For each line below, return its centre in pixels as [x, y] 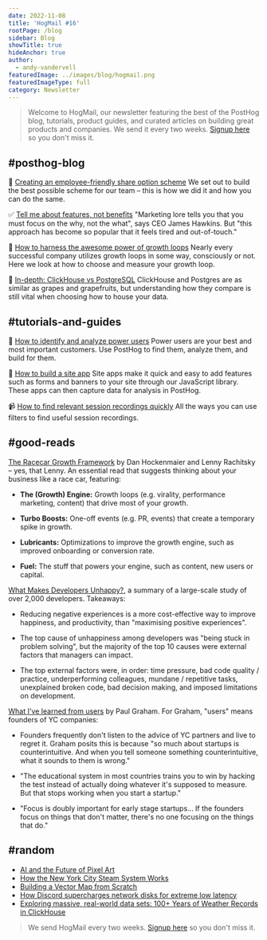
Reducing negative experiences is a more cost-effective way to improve [138, 614]
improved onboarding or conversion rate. [87, 550]
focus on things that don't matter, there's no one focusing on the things [137, 816]
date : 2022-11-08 [37, 16]
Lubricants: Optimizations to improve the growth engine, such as [127, 542]
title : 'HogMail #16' [44, 23]
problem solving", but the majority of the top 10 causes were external [133, 646]
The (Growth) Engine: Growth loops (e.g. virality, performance [122, 494]
